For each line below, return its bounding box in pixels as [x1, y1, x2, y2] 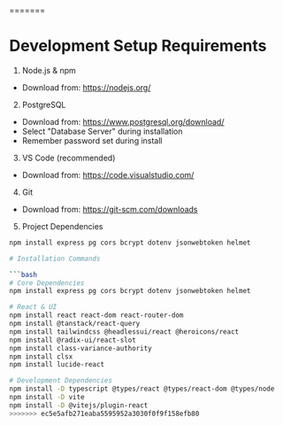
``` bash [9, 270, 38, 279]
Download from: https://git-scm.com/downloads [21, 204, 198, 214]
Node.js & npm [21, 65, 77, 75]
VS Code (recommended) [21, 152, 116, 163]
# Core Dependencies [9, 278, 86, 288]
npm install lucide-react [9, 360, 104, 369]
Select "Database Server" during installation [21, 126, 183, 136]
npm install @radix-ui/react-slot [9, 336, 137, 344]
